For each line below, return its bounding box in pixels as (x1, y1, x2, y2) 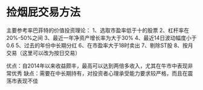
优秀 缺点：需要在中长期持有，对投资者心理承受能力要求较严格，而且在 (11, 69, 188, 77)
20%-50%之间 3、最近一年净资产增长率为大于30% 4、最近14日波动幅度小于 (6, 34, 197, 41)
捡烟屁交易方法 (6, 5, 81, 19)
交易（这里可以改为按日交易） (6, 49, 80, 56)
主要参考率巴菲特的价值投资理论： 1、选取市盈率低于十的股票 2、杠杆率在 (6, 27, 190, 34)
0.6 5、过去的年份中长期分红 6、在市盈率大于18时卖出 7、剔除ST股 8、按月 (6, 42, 193, 49)
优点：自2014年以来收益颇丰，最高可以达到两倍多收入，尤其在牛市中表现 (6, 62, 188, 69)
